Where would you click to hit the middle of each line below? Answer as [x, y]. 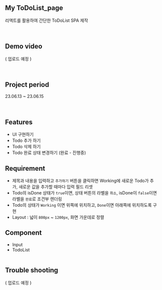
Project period [27, 85]
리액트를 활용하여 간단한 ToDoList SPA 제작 [47, 20]
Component [24, 233]
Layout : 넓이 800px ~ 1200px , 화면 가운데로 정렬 [58, 217]
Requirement [25, 168]
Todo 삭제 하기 [26, 147]
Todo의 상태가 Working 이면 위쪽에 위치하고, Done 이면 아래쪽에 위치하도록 [82, 205]
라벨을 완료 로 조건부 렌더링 [37, 199]
